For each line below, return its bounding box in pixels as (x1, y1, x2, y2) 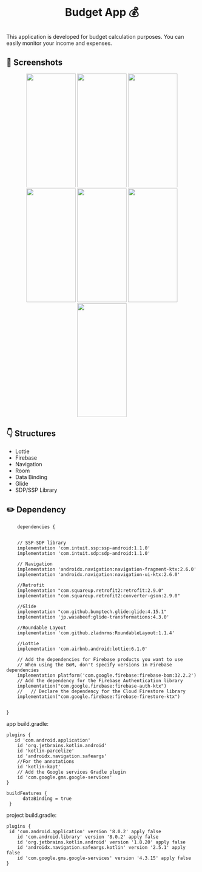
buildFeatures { (6, 790, 47, 796)
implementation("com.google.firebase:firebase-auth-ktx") (17, 683, 167, 689)
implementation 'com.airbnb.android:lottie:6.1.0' (17, 646, 148, 652)
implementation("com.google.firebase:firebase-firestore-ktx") (17, 693, 181, 700)
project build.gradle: (6, 811, 57, 819)
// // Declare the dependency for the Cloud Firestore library (17, 688, 186, 694)
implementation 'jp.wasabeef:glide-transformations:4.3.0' (17, 614, 170, 620)
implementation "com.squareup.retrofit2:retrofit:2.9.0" (17, 587, 164, 594)
